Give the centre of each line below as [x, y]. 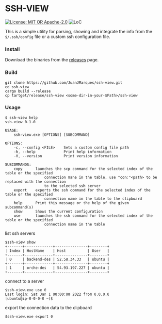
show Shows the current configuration [58, 211]
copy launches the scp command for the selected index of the [83, 169]
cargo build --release [28, 91]
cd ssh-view [17, 87]
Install [13, 49]
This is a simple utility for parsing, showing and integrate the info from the [79, 31]
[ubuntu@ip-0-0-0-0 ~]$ [29, 298]
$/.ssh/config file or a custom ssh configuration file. [58, 37]
